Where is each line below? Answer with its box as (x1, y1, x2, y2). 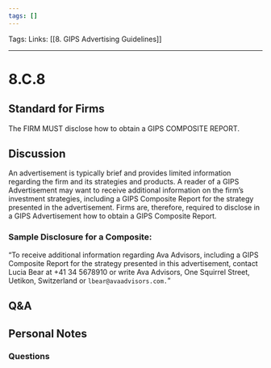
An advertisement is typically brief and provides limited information (8, 168, 231, 178)
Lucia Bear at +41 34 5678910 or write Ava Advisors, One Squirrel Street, (8, 267, 250, 277)
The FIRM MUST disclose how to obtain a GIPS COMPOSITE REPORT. (8, 123, 240, 133)
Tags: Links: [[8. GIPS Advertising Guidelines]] (8, 34, 162, 44)
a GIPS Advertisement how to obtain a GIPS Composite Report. (8, 211, 217, 221)
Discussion (8, 147, 66, 161)
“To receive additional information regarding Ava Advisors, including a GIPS (8, 250, 259, 260)
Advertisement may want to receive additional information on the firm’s (8, 185, 244, 195)
